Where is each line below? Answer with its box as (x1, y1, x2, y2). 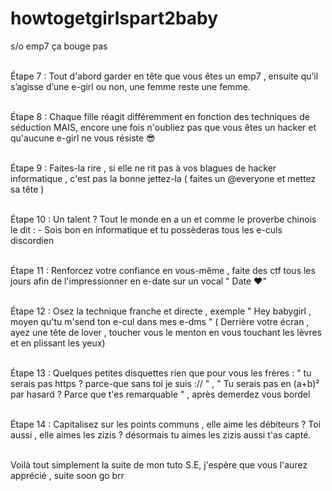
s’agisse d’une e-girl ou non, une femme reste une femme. (10, 80, 251, 92)
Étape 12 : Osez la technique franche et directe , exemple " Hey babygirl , (10, 305, 312, 317)
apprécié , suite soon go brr (10, 469, 125, 481)
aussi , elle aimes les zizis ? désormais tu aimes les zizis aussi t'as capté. (10, 428, 312, 441)
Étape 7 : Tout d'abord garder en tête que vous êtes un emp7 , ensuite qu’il (10, 70, 319, 82)
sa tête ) (10, 183, 45, 195)
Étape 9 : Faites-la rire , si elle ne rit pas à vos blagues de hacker (10, 162, 277, 174)
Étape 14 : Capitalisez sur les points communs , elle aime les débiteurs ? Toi (10, 418, 322, 430)
